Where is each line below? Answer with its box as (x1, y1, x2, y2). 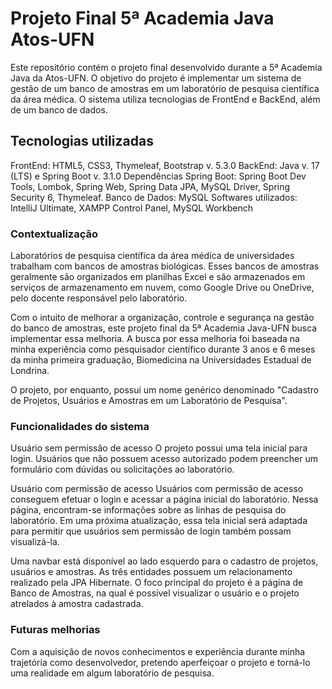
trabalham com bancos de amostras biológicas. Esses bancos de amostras (10, 260, 320, 272)
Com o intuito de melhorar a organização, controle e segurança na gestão (10, 312, 315, 324)
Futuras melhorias (10, 623, 101, 637)
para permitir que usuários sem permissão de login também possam (10, 525, 292, 537)
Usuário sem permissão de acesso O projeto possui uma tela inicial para (10, 442, 308, 454)
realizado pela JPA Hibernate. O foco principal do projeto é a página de (10, 577, 304, 589)
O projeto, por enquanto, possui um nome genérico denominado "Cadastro (10, 384, 320, 396)
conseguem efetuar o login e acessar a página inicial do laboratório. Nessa (10, 493, 319, 506)
